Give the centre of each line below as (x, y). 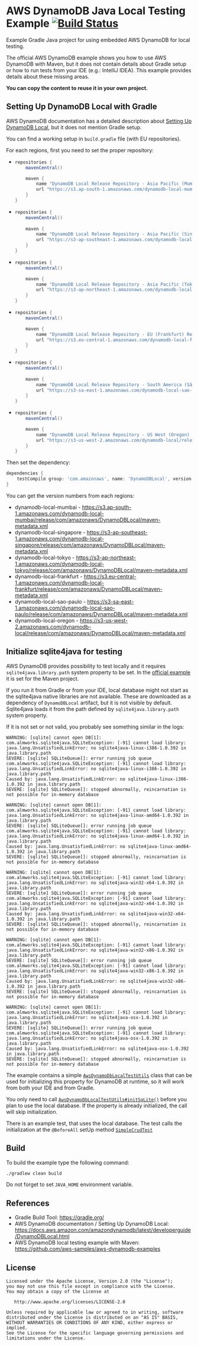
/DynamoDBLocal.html (42, 1236)
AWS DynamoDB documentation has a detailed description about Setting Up (99, 121)
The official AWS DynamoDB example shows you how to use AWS (86, 57)
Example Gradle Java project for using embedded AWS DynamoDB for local (98, 40)
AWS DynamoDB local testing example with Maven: (77, 1243)
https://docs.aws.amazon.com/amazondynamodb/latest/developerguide (103, 1230)
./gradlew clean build (34, 1173)
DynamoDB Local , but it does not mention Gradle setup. (74, 127)
